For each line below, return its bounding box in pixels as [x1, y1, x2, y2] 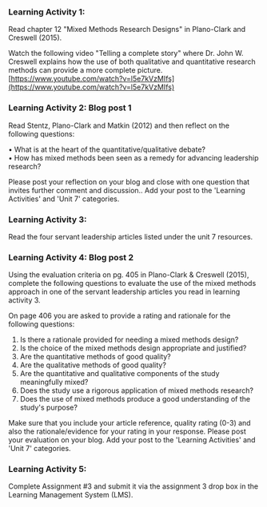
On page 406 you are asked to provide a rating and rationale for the [8, 311, 231, 321]
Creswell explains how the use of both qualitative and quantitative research [8, 57, 256, 66]
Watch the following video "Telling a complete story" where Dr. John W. [8, 49, 244, 58]
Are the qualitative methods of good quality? [19, 360, 166, 370]
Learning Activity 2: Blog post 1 [8, 102, 132, 113]
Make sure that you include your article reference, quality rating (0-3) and [8, 418, 251, 428]
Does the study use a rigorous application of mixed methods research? [19, 386, 254, 395]
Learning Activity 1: [8, 6, 86, 18]
